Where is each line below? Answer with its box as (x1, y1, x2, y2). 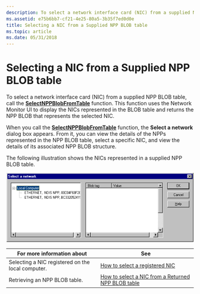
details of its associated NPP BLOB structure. (6, 143, 117, 150)
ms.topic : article (6, 29, 52, 35)
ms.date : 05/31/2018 (6, 35, 58, 41)
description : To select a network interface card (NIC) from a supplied (6, 10, 190, 15)
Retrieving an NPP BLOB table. (8, 276, 83, 283)
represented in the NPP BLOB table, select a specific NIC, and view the (6, 137, 180, 144)
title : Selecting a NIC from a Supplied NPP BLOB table (6, 22, 148, 28)
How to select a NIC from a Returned (100, 273, 190, 280)
